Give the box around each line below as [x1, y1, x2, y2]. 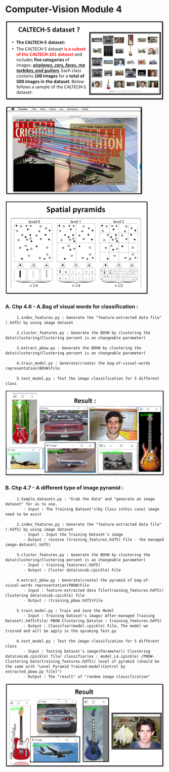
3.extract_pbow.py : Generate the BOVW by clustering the [16, 346, 142, 351]
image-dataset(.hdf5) [5, 542, 51, 547]
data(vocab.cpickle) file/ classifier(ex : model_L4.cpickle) [5, 654, 139, 659]
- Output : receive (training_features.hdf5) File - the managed [23, 537, 164, 542]
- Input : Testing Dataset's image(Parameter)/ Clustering [23, 649, 151, 654]
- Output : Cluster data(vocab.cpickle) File [23, 567, 121, 573]
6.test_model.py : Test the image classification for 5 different [16, 639, 159, 644]
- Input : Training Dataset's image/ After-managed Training [23, 613, 155, 618]
